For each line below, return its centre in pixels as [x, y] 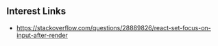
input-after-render [42, 35]
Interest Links [36, 11]
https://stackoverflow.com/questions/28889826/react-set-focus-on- [114, 27]
